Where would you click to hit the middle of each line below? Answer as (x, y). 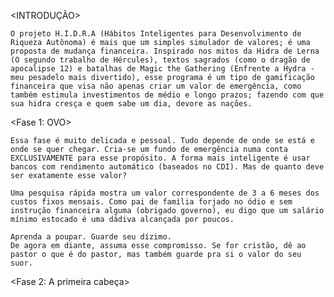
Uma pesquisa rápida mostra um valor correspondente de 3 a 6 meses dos (165, 193)
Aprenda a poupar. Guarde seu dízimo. (91, 237)
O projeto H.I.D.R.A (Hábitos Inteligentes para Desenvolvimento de (156, 34)
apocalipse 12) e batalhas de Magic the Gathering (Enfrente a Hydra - (162, 69)
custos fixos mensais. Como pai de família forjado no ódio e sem (151, 202)
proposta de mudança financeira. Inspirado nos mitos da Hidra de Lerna (165, 51)
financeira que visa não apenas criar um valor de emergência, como (156, 86)
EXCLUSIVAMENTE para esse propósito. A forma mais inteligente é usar (160, 158)
